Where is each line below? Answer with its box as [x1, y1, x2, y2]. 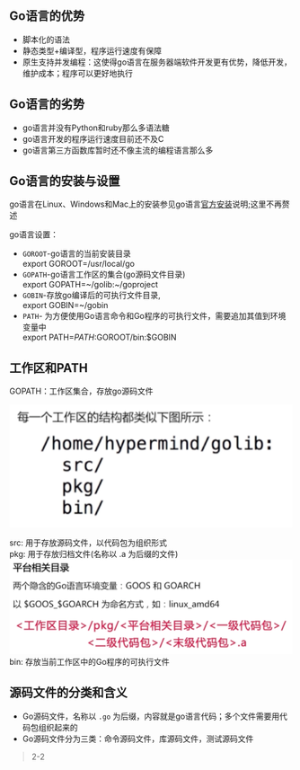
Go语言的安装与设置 [9, 173, 120, 189]
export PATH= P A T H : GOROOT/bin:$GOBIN [22, 332, 177, 343]
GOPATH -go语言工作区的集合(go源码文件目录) [22, 269, 186, 280]
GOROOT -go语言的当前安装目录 [22, 248, 132, 259]
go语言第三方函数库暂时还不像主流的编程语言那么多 [22, 145, 214, 155]
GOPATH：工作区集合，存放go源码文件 [9, 385, 154, 397]
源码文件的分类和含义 [9, 686, 128, 701]
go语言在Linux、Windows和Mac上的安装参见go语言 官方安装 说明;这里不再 [9, 199, 283, 209]
